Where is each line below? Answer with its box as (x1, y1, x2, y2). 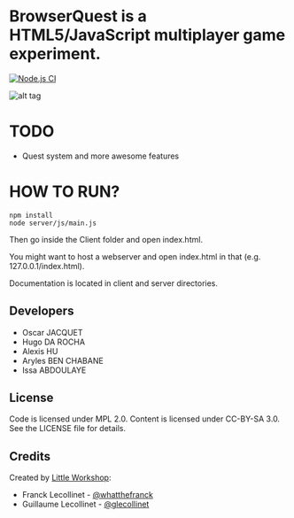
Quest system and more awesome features (21, 151, 180, 161)
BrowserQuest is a (9, 6, 148, 27)
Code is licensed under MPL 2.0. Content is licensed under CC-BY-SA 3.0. (9, 414, 281, 424)
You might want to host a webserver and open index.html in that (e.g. (9, 251, 261, 262)
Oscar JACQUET (21, 327, 83, 337)
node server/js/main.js (9, 219, 97, 228)
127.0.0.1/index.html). (9, 260, 85, 271)
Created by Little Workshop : (9, 472, 112, 483)
